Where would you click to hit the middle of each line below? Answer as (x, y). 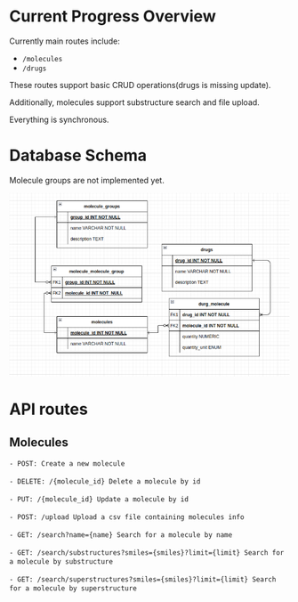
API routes (49, 409)
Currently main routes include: (64, 41)
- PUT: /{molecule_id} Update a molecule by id (99, 500)
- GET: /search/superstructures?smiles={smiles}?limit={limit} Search (143, 580)
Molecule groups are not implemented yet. (87, 180)
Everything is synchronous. (59, 119)
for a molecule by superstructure (73, 589)
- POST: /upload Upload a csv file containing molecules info (127, 517)
